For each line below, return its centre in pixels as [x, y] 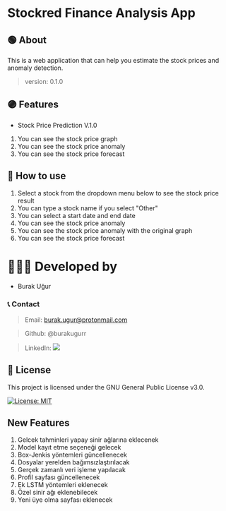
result [26, 200]
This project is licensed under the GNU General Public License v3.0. [106, 387]
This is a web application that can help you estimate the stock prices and [113, 60]
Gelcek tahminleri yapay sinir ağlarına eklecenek [88, 440]
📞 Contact [24, 304]
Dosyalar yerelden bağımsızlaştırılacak [73, 462]
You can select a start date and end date [76, 215]
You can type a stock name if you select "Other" [88, 208]
